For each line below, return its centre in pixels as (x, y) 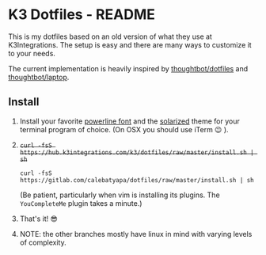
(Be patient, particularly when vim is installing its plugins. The (120, 195)
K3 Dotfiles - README (82, 15)
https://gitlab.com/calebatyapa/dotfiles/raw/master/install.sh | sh (137, 180)
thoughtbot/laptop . (39, 77)
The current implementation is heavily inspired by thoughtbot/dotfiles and (128, 68)
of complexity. (43, 242)
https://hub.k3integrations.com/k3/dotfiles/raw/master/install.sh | (137, 152)
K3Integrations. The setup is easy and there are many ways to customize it (130, 44)
